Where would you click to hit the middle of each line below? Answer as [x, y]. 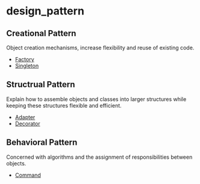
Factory [24, 59]
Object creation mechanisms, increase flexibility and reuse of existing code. [100, 48]
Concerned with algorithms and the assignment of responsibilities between [99, 157]
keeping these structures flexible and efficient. [64, 105]
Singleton [27, 66]
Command [28, 175]
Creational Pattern [41, 33]
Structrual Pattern [41, 84]
